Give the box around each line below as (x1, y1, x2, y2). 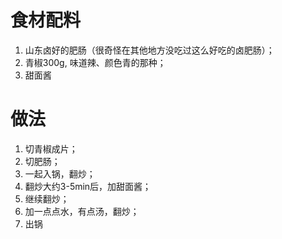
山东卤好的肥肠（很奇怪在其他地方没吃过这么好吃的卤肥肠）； (24, 44, 275, 56)
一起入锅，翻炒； (24, 167, 96, 180)
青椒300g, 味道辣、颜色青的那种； (24, 56, 167, 68)
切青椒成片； (24, 142, 78, 155)
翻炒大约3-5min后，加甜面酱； (24, 180, 152, 192)
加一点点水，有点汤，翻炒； (24, 205, 140, 217)
